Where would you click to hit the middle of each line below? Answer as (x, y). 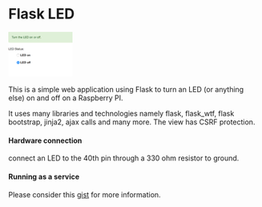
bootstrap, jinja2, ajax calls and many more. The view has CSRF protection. (132, 122)
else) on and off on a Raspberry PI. (66, 98)
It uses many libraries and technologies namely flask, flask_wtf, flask (121, 114)
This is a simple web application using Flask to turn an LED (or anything (126, 90)
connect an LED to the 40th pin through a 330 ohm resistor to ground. (124, 158)
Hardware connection (45, 140)
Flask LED (41, 14)
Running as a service (44, 177)
